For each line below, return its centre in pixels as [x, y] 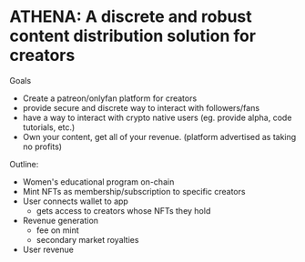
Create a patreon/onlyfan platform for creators [110, 98]
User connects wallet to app [76, 201]
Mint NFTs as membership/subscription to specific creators [134, 191]
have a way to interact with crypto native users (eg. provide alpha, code [157, 117]
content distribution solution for [133, 36]
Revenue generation [60, 220]
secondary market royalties [87, 239]
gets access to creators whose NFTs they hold [123, 210]
